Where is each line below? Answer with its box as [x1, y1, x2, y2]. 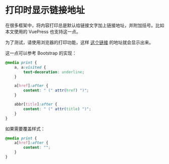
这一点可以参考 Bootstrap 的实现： [5, 50, 77, 56]
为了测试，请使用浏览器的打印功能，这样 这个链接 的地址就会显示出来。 [5, 39, 154, 45]
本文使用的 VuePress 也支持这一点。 [5, 28, 81, 34]
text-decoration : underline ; [23, 69, 85, 75]
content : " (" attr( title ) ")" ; [23, 106, 92, 112]
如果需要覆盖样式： [5, 126, 45, 132]
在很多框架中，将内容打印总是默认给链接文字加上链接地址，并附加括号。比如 [5, 22, 164, 28]
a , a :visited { [14, 65, 46, 70]
